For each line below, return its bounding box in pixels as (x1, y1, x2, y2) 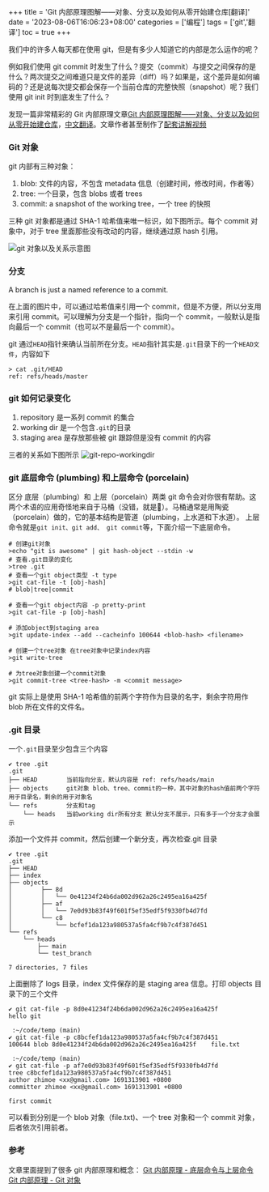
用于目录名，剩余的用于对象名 (8, 793, 93, 802)
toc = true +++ (22, 28, 71, 36)
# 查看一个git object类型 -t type (8, 572, 117, 580)
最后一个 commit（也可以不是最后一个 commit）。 (15, 321, 179, 331)
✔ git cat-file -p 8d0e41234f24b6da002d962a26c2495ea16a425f (8, 1005, 219, 1014)
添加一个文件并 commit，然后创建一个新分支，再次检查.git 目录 (8, 834, 218, 844)
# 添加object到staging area (8, 624, 99, 632)
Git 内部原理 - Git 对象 (8, 1175, 82, 1185)
